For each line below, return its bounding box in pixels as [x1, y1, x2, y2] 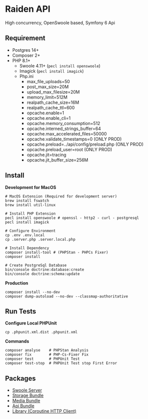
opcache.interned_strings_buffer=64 [26, 126, 101, 131]
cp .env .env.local [5, 232, 45, 237]
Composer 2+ [12, 52, 41, 58]
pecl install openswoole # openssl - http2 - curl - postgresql [5, 215, 139, 220]
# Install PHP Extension [5, 211, 56, 216]
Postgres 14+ [12, 47, 39, 53]
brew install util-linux [5, 202, 56, 207]
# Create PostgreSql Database [5, 262, 67, 268]
